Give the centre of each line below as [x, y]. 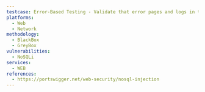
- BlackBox [26, 40]
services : [19, 62]
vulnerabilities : [28, 51]
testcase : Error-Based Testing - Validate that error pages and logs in [101, 12]
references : [21, 74]
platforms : [20, 18]
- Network [24, 29]
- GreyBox [24, 46]
